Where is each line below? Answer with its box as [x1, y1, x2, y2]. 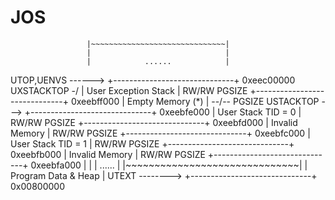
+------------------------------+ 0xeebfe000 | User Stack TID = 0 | [24, 106, 302, 118]
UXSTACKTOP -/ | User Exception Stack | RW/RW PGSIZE [10, 84, 248, 96]
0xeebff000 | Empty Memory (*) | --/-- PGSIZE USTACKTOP [70, 95, 320, 107]
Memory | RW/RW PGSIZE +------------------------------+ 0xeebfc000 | [10, 127, 311, 139]
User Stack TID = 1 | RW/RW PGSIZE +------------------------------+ [10, 137, 295, 150]
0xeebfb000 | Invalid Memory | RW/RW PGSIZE [10, 148, 206, 160]
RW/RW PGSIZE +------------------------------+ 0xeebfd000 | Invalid [10, 116, 298, 128]
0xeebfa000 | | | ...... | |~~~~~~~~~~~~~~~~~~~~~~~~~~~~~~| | [30, 159, 308, 171]
